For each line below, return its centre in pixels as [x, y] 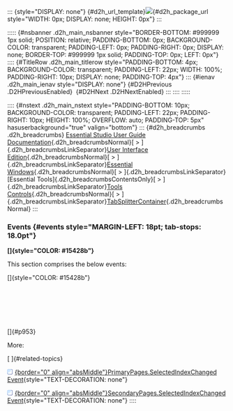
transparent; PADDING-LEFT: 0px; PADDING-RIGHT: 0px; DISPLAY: [128, 47]
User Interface [128, 149]
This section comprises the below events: [67, 264]
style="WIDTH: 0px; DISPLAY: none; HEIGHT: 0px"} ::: [85, 19]
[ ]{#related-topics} [35, 359]
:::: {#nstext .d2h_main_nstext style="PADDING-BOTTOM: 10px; [99, 105]
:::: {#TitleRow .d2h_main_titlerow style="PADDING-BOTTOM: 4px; [103, 62]
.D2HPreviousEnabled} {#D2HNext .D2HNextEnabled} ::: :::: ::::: [99, 92]
